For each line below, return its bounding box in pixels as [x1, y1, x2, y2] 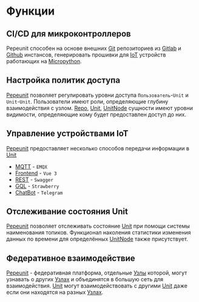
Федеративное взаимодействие [6, 253, 135, 263]
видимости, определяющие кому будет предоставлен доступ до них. [6, 111, 187, 118]
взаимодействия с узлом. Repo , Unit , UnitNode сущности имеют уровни [6, 104, 193, 111]
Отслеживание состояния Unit [6, 206, 129, 217]
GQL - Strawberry [15, 182, 59, 189]
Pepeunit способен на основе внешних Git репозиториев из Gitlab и [6, 44, 181, 52]
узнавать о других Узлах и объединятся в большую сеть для [6, 276, 164, 283]
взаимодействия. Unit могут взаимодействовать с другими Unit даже [6, 282, 188, 290]
